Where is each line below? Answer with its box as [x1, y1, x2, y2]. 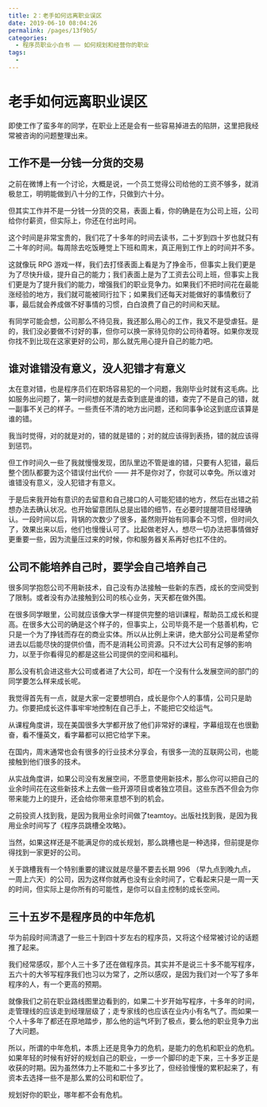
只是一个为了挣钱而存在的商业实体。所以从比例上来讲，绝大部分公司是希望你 [8, 630, 259, 640]
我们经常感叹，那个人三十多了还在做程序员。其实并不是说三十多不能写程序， [8, 960, 259, 969]
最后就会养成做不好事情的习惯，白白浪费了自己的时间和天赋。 [21, 299, 224, 309]
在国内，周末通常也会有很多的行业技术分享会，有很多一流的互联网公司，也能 [8, 747, 259, 757]
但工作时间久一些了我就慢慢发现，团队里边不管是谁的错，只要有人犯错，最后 [8, 458, 259, 467]
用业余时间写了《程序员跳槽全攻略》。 [8, 821, 130, 831]
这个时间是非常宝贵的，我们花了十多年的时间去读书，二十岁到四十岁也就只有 [8, 233, 259, 242]
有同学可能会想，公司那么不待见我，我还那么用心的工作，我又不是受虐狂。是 [8, 316, 259, 326]
